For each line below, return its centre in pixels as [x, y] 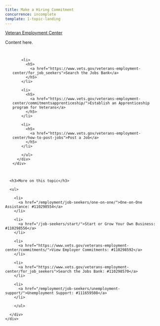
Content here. [19, 42]
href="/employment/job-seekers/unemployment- [73, 289]
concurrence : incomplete [31, 14]
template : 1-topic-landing [33, 19]
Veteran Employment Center [34, 33]
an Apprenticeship [131, 103]
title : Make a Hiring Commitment [40, 10]
